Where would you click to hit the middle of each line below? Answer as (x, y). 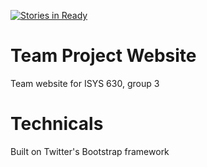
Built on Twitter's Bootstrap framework (90, 151)
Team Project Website (103, 56)
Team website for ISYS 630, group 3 (85, 83)
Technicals (57, 124)
